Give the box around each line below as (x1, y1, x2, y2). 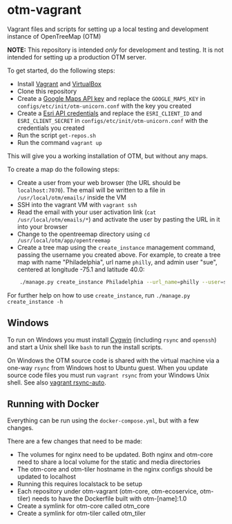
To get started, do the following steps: (7, 66, 115, 75)
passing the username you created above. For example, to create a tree (17, 251, 221, 259)
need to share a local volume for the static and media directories (17, 458, 201, 466)
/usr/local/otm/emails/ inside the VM (17, 193, 126, 202)
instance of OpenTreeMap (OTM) (7, 32, 101, 40)
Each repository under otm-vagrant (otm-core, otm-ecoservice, (17, 487, 199, 496)
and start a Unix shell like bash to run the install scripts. (7, 342, 163, 351)
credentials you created (17, 124, 85, 132)
